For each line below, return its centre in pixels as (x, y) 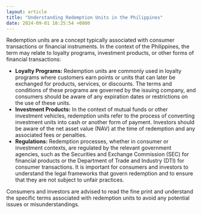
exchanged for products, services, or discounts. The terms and (93, 84)
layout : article (27, 12)
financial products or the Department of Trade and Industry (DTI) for (100, 161)
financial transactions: (34, 59)
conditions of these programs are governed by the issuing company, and (105, 90)
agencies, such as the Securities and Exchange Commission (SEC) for (102, 154)
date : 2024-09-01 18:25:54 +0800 (48, 23)
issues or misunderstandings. (43, 204)
